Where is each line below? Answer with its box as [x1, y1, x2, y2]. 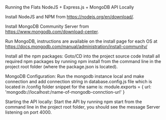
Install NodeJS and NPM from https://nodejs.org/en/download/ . [5, 14, 135, 19]
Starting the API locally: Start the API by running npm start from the [5, 99, 142, 105]
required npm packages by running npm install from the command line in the [5, 59, 162, 64]
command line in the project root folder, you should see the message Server [5, 104, 160, 110]
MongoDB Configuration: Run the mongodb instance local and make [5, 73, 145, 79]
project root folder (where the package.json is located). [5, 64, 118, 69]
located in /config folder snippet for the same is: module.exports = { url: [5, 84, 152, 90]
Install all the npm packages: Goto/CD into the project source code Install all [5, 53, 160, 59]
